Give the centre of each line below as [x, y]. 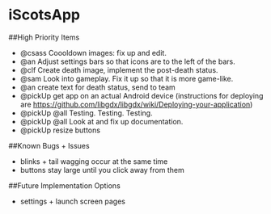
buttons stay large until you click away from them [102, 170]
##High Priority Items [44, 37]
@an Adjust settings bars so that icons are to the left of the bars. [128, 61]
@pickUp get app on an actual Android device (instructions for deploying [142, 95]
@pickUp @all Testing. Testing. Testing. [86, 113]
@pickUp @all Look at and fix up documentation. [102, 121]
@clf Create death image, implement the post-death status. [119, 69]
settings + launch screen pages [72, 201]
